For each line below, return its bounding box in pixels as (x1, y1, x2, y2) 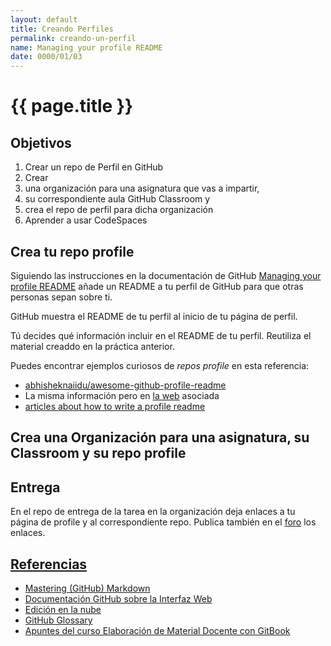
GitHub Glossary (24, 614, 93, 626)
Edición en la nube (24, 603, 102, 615)
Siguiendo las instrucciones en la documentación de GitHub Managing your (10, 269, 322, 281)
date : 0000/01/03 (10, 52, 83, 62)
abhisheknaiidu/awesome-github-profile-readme (24, 379, 227, 391)
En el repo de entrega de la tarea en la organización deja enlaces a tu (10, 506, 296, 518)
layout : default (10, 14, 78, 25)
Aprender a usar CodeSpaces (24, 214, 148, 226)
